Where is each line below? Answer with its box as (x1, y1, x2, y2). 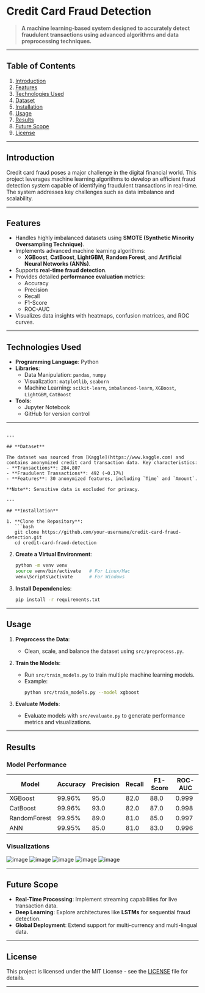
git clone (14, 529, 40, 536)
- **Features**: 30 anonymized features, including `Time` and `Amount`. (6, 476, 198, 482)
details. (6, 974, 25, 981)
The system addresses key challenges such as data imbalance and (6, 188, 175, 195)
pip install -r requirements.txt (15, 597, 101, 603)
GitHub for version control (24, 410, 90, 418)
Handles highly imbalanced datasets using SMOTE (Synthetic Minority (15, 234, 194, 242)
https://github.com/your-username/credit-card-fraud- (41, 529, 182, 536)
